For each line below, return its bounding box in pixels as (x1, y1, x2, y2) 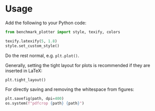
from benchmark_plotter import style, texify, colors (5, 29, 121, 34)
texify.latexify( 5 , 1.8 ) (5, 38, 57, 43)
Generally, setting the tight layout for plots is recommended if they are (5, 62, 150, 68)
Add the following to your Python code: (5, 20, 87, 26)
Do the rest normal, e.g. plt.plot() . (5, 52, 80, 59)
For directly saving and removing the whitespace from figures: (5, 86, 134, 92)
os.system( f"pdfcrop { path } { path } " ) (5, 101, 85, 106)
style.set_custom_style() (5, 43, 59, 48)
